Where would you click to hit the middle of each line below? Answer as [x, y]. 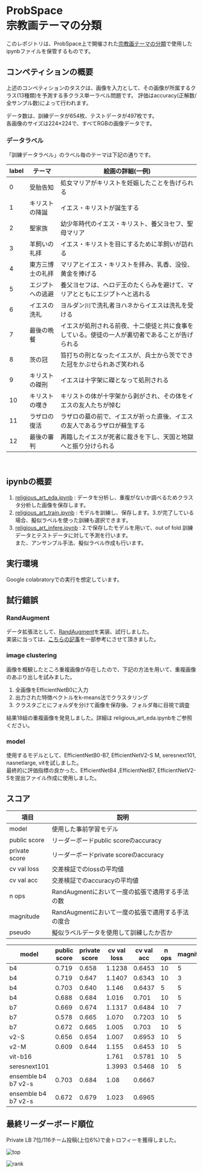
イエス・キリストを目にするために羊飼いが [121, 244]
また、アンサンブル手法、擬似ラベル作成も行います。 [81, 542]
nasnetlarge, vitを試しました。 [44, 762]
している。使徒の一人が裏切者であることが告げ [127, 335]
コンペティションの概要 [50, 72]
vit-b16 [21, 1056]
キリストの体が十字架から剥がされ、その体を [124, 396]
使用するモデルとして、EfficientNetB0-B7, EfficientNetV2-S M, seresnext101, [101, 755]
